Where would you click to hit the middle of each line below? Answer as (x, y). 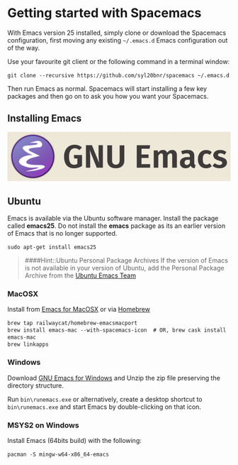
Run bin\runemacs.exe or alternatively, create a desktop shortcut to (105, 399)
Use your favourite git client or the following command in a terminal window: (119, 61)
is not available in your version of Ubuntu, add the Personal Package (124, 268)
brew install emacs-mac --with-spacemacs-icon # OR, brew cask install (117, 330)
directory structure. (35, 385)
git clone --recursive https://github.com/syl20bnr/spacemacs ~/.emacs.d (119, 75)
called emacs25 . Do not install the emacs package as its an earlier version (116, 226)
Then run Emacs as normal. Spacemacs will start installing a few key (107, 88)
